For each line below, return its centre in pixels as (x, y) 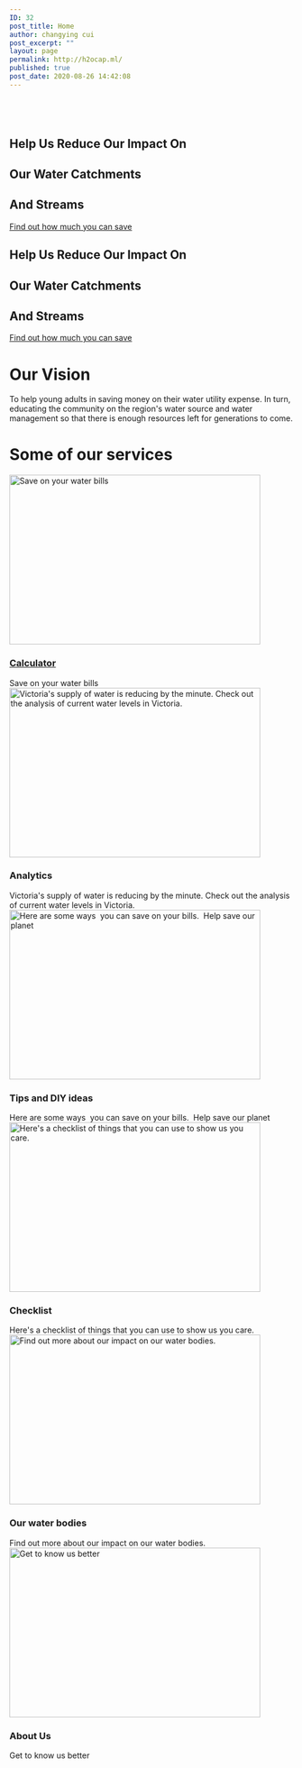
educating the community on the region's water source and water (131, 409)
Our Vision (50, 374)
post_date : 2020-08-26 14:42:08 (70, 77)
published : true (40, 69)
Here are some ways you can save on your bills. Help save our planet (140, 1118)
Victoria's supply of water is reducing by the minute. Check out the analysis (150, 895)
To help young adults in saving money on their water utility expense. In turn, (150, 399)
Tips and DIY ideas (51, 1098)
